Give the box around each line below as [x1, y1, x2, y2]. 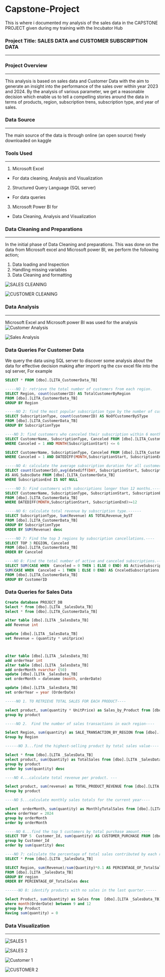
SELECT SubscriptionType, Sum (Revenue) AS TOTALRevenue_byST [5, 513, 133, 518]
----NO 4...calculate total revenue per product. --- [5, 775, 118, 780]
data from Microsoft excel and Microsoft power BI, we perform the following [5, 247, 159, 253]
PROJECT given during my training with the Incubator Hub [5, 25, 123, 31]
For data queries [12, 194, 46, 200]
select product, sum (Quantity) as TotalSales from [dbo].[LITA [5, 757, 137, 762]
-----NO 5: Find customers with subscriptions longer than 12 [5, 486, 135, 491]
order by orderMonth [5, 820, 48, 825]
